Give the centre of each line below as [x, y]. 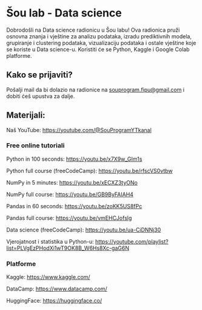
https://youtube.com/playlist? [132, 241]
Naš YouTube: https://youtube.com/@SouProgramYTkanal [79, 130]
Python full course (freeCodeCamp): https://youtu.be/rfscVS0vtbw [89, 171]
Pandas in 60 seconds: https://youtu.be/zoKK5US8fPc [74, 206]
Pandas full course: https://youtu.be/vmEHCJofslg [69, 218]
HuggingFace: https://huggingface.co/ [54, 301]
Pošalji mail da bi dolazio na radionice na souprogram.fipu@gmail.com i [96, 90]
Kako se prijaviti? [39, 75]
